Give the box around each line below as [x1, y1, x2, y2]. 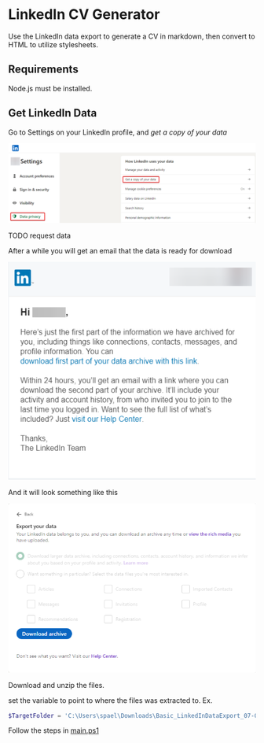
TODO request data [8, 231, 71, 240]
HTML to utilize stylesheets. [8, 39, 98, 49]
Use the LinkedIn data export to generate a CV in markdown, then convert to [8, 31, 255, 41]
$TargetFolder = [8, 712, 61, 719]
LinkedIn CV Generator [8, 6, 160, 24]
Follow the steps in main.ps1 [8, 726, 100, 735]
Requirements [8, 63, 79, 76]
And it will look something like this [8, 488, 118, 497]
